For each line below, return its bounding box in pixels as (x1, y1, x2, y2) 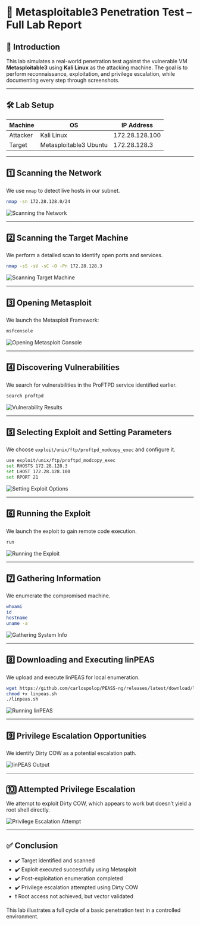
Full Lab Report (6, 18, 82, 32)
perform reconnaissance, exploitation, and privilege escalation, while (6, 70, 176, 77)
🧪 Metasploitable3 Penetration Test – (6, 5, 192, 19)
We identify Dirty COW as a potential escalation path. (6, 750, 137, 757)
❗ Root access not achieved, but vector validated (14, 892, 134, 900)
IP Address (121, 121, 154, 129)
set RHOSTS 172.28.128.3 (6, 463, 68, 469)
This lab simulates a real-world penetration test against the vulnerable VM (6, 58, 187, 64)
